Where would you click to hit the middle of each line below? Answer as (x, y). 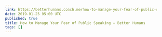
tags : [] (14, 27)
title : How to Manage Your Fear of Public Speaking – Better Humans (75, 23)
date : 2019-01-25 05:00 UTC (33, 14)
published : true (21, 18)
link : (10, 9)
